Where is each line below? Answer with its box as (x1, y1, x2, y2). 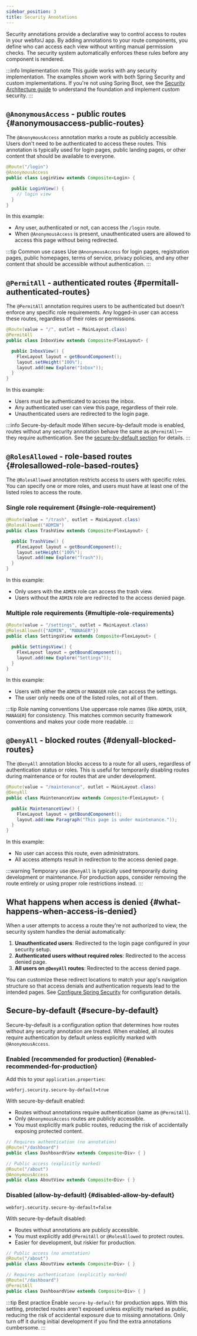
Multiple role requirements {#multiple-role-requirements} (6, 609, 175, 617)
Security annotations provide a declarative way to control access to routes (6, 30, 186, 37)
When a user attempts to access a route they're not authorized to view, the (6, 922, 187, 929)
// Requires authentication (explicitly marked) (6, 1272, 128, 1278)
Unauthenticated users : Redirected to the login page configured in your (14, 940, 190, 947)
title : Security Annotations (6, 14, 78, 20)
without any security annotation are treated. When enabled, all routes (6, 1028, 174, 1035)
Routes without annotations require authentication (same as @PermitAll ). (14, 1109, 191, 1116)
